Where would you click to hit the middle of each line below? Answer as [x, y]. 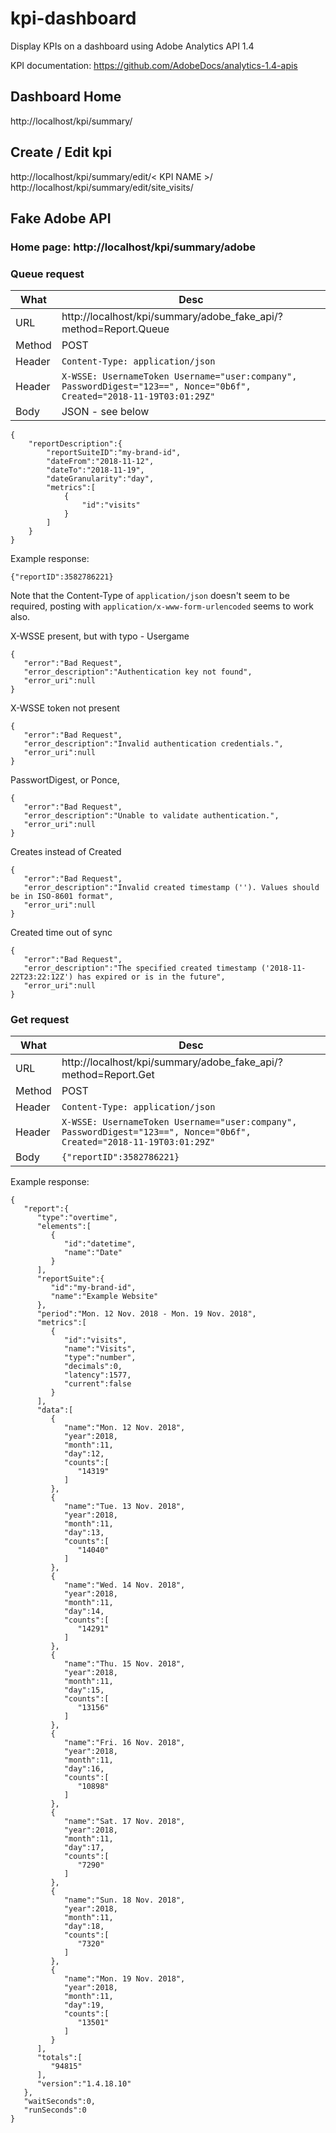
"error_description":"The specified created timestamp [140, 968]
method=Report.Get [108, 1075]
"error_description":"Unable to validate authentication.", [151, 816]
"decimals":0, [93, 1367]
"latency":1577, [97, 1375]
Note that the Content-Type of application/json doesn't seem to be [150, 596]
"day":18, [84, 1927]
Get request [40, 1020]
